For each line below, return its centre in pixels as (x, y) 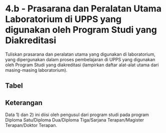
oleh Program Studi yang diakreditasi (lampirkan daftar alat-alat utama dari (82, 65)
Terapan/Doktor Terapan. (31, 126)
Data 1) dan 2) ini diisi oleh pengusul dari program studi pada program (77, 115)
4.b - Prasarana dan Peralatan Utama (83, 9)
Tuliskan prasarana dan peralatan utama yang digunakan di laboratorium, (80, 54)
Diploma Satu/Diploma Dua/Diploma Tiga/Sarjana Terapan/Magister (74, 120)
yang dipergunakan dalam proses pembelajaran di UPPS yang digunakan (80, 59)
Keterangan (24, 103)
